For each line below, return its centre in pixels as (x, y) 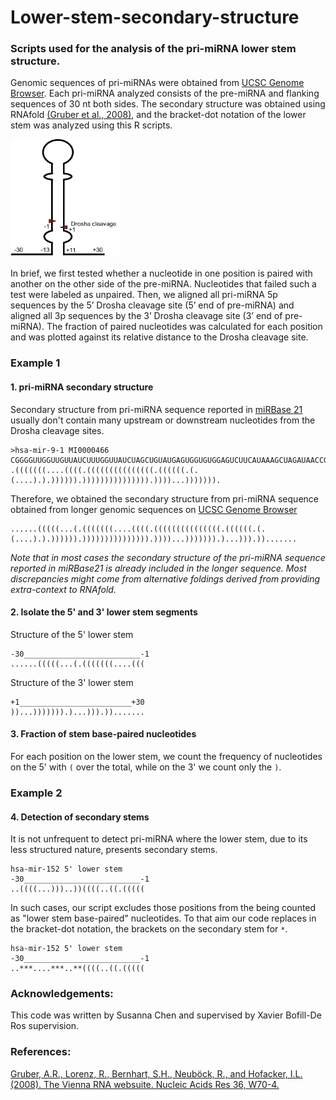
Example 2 (36, 793)
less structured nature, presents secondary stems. (114, 850)
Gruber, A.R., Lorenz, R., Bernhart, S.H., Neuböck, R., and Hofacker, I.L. (156, 1073)
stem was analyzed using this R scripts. (91, 125)
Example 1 (35, 363)
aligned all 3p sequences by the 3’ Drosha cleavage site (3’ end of (146, 316)
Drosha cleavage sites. (57, 430)
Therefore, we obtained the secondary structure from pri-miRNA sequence (164, 498)
